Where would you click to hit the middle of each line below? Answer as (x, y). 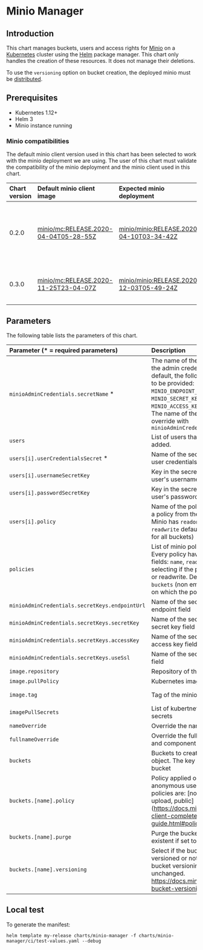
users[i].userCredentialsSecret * (59, 458)
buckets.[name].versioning (48, 869)
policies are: (169, 793)
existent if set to (174, 840)
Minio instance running (43, 125)
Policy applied (171, 778)
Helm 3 (24, 119)
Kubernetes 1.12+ (36, 113)
